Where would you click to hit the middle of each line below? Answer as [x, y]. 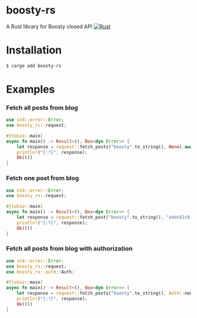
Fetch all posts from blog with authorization [69, 249]
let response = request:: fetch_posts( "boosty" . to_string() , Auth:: [101, 293]
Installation [34, 50]
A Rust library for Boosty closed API [49, 26]
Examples [30, 89]
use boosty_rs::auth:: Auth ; [40, 272]
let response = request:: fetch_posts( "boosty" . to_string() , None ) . [101, 147]
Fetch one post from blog [43, 178]
